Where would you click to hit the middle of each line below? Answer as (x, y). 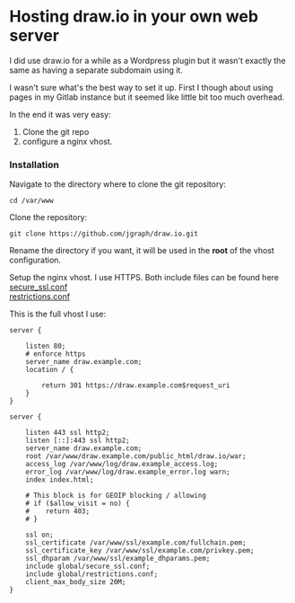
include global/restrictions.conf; (92, 574)
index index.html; (60, 480)
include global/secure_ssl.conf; (88, 567)
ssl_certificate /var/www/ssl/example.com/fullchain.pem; (136, 543)
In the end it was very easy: (60, 114)
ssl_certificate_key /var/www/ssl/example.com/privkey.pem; (140, 551)
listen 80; (46, 346)
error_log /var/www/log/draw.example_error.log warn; (128, 472)
